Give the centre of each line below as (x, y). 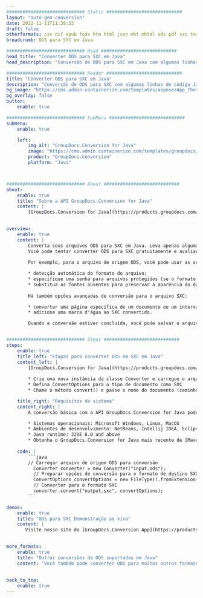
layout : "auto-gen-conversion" (46, 18)
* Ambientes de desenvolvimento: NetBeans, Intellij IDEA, (104, 429)
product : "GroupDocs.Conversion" (70, 157)
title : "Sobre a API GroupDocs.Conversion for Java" (85, 201)
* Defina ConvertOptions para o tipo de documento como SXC (105, 385)
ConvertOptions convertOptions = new (81, 480)
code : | (27, 452)
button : (16, 101)
